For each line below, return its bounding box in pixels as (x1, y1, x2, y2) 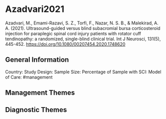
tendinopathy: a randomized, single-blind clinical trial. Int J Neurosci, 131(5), (5, 36, 161, 42)
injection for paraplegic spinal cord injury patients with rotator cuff (5, 30, 141, 36)
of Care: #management (5, 74, 53, 80)
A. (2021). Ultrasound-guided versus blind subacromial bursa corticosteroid (5, 25, 161, 31)
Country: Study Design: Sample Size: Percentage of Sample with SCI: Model (5, 69, 162, 75)
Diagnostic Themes (5, 106, 67, 114)
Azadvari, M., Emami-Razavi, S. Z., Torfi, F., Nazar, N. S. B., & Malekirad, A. (5, 20, 159, 26)
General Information (5, 56, 69, 64)
